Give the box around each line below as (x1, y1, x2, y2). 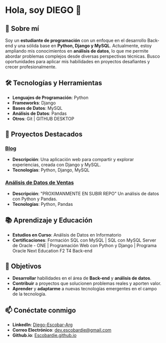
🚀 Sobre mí (5, 24, 39, 33)
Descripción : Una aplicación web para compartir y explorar (12, 156, 134, 162)
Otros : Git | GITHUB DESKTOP (12, 115, 74, 121)
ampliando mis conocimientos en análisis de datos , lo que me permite (5, 48, 149, 54)
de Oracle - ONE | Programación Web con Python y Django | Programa (12, 242, 157, 248)
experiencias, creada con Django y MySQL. (12, 162, 101, 168)
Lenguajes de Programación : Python (12, 94, 89, 100)
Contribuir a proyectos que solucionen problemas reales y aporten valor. (12, 280, 162, 286)
